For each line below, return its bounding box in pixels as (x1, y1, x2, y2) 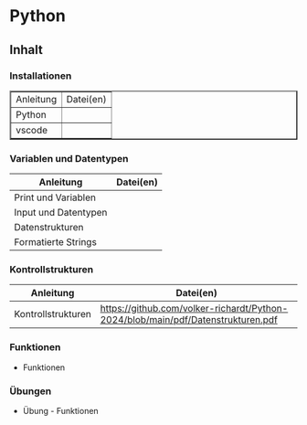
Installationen (9, 69, 72, 82)
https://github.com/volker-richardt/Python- (100, 303, 289, 315)
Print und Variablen (14, 191, 96, 204)
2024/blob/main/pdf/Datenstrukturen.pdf (100, 313, 279, 326)
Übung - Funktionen (22, 406, 99, 417)
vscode (16, 123, 48, 136)
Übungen (9, 385, 52, 398)
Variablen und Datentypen (9, 152, 130, 165)
